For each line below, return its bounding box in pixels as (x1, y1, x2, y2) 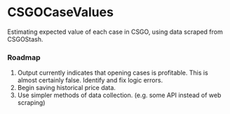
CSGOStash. (7, 34, 43, 43)
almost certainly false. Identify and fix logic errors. (17, 76, 163, 84)
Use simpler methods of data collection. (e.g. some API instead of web (17, 91, 222, 99)
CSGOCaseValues (7, 4, 114, 20)
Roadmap (7, 52, 41, 62)
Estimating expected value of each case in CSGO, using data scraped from (7, 27, 223, 36)
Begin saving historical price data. (17, 84, 116, 92)
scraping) (17, 99, 46, 107)
